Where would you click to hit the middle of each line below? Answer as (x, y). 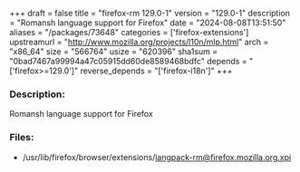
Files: (22, 138)
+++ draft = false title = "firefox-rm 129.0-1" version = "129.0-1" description (150, 13)
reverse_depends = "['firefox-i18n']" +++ (156, 71)
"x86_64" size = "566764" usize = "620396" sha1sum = (114, 52)
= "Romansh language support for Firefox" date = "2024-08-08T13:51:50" (148, 23)
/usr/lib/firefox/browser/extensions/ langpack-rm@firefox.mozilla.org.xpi (157, 157)
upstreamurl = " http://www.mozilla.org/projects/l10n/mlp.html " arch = (139, 42)
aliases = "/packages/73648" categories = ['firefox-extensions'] (129, 32)
